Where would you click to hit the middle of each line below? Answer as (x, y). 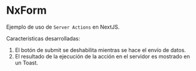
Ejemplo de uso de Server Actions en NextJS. (63, 27)
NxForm (26, 10)
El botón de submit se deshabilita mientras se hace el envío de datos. (100, 50)
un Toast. (26, 63)
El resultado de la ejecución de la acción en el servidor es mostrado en (102, 56)
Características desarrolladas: (43, 38)
